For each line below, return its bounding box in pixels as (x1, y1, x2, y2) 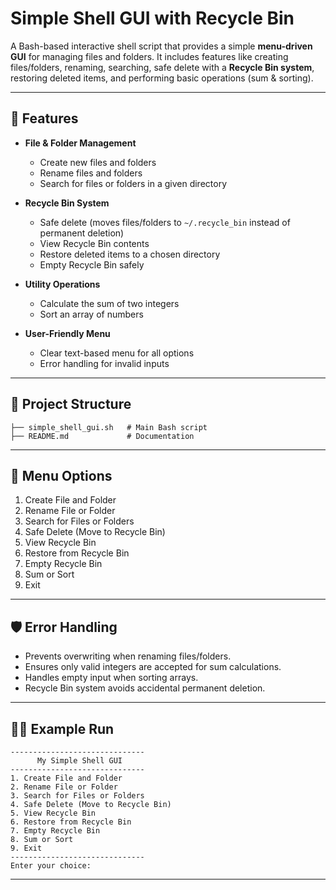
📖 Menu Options (10, 467, 113, 484)
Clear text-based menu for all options (39, 347, 195, 359)
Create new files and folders (39, 156, 157, 168)
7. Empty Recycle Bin (10, 826, 101, 836)
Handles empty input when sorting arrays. (24, 672, 199, 684)
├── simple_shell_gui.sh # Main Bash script (10, 422, 208, 432)
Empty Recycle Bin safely (39, 258, 145, 271)
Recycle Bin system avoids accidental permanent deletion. (24, 682, 266, 694)
